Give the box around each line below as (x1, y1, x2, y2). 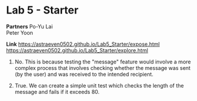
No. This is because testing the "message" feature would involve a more (14, 58, 191, 65)
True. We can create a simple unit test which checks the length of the (14, 82, 185, 89)
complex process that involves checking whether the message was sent (14, 64, 191, 71)
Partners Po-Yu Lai (6, 23, 53, 30)
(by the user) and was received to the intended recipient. (14, 70, 154, 78)
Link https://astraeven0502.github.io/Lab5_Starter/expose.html (6, 41, 160, 48)
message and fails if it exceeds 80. (14, 88, 100, 95)
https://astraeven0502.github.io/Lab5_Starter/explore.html (6, 46, 148, 53)
